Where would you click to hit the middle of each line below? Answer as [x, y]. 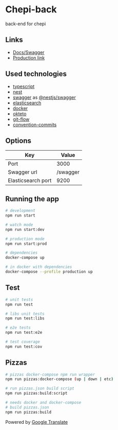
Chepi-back [31, 10]
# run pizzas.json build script [40, 389]
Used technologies [36, 74]
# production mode [25, 239]
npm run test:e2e [24, 333]
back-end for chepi [26, 24]
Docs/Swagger [28, 52]
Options [18, 141]
